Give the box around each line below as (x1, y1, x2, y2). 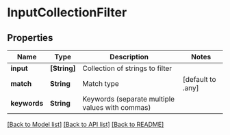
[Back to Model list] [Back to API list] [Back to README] (7, 121, 164, 128)
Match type (82, 79, 120, 88)
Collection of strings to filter (82, 63, 172, 73)
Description (109, 52, 149, 61)
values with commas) (82, 103, 151, 112)
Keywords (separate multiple (82, 94, 175, 104)
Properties (7, 32, 53, 44)
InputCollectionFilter (7, 5, 127, 20)
